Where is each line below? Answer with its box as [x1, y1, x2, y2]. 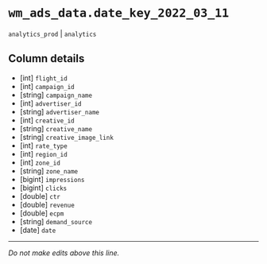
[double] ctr [19, 191, 61, 200]
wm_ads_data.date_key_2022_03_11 [8, 6, 230, 21]
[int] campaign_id [19, 81, 75, 91]
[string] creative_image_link [19, 132, 114, 142]
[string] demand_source [19, 216, 93, 226]
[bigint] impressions [19, 174, 85, 184]
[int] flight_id [19, 73, 68, 83]
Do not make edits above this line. [8, 248, 120, 258]
